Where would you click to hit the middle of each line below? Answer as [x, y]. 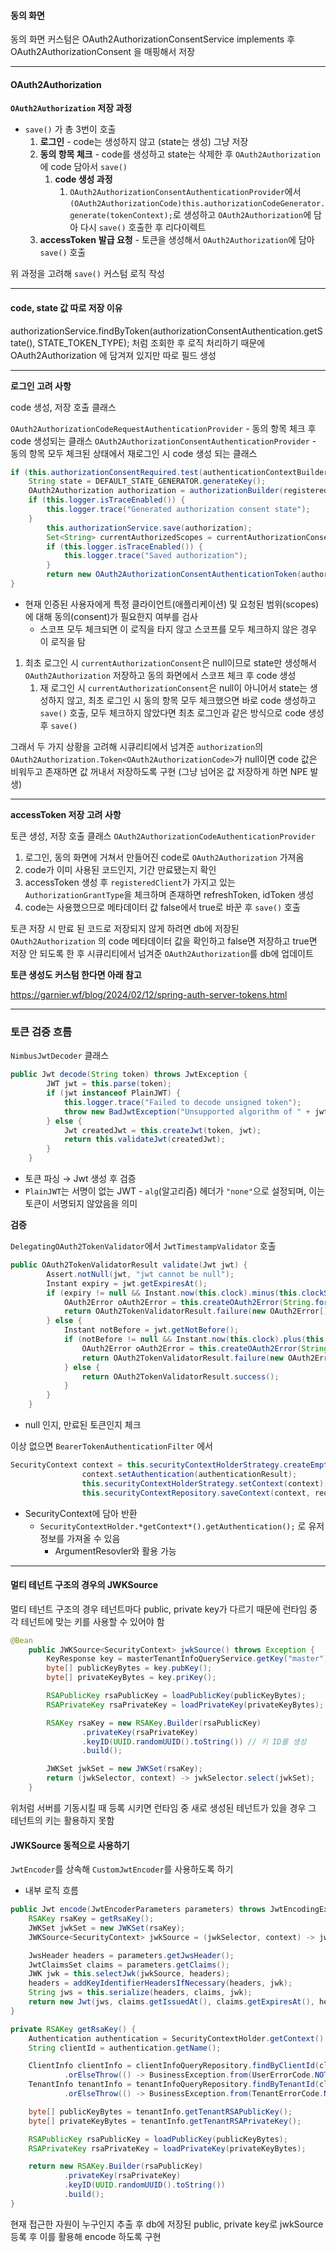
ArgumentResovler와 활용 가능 [115, 1551]
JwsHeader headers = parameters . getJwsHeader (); [131, 1955]
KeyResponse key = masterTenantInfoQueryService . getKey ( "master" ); [189, 1659]
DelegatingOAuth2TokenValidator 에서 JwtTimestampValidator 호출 [143, 1246]
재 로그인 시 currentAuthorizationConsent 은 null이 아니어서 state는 [173, 687]
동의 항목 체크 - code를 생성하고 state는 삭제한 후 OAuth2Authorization [180, 154]
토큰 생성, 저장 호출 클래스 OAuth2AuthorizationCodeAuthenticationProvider [163, 836]
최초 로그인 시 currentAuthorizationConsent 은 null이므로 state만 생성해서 [170, 662]
